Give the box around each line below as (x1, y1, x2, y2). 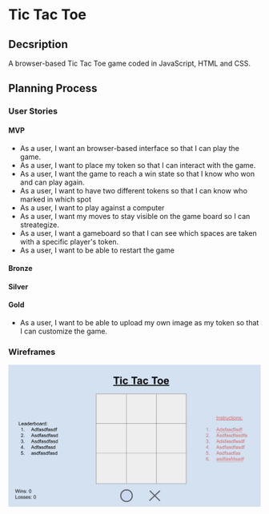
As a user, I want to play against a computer (19, 202, 165, 213)
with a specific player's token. (19, 237, 119, 246)
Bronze (8, 264, 34, 273)
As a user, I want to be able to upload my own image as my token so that (19, 317, 259, 327)
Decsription (8, 38, 68, 51)
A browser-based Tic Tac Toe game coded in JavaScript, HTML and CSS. (8, 58, 251, 68)
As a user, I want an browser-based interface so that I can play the (19, 143, 240, 153)
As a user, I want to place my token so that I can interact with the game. (19, 160, 256, 169)
